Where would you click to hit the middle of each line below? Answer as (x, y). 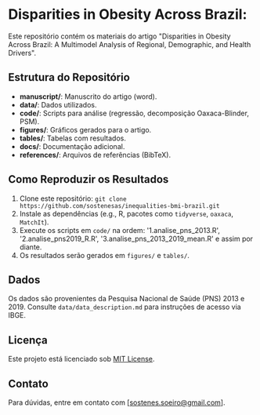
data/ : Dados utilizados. (58, 104)
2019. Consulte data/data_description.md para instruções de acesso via (125, 307)
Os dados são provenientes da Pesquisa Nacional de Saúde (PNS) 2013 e (126, 299)
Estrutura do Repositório (69, 77)
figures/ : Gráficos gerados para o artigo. (85, 129)
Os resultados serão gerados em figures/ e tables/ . (105, 255)
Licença (28, 340)
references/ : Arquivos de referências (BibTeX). (95, 155)
